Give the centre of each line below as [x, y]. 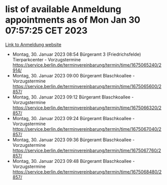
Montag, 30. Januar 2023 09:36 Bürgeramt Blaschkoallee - [73, 140]
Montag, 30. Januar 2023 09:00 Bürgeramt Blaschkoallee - [73, 75]
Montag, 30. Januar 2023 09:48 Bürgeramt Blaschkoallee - [73, 161]
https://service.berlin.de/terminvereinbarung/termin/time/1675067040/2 [87, 129]
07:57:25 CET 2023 [46, 31]
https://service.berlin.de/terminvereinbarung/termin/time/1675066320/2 [87, 108]
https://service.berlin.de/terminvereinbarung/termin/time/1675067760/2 [87, 150]
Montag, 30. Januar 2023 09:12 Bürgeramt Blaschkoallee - [73, 97]
